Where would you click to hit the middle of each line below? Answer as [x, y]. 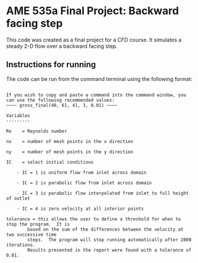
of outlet [18, 198]
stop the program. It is [38, 224]
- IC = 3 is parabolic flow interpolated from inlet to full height [103, 193]
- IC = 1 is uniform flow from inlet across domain [82, 173]
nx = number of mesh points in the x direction [70, 141]
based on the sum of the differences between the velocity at [106, 229]
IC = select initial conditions [50, 162]
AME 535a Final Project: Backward [92, 11]
